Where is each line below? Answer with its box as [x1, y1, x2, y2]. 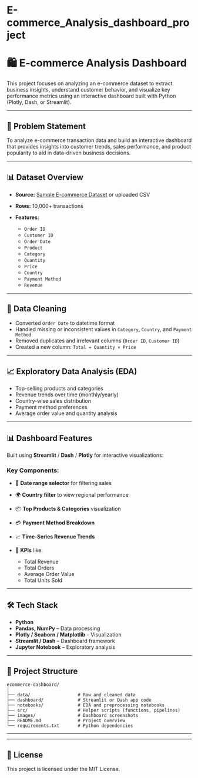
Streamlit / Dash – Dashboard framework [15, 638, 115, 645]
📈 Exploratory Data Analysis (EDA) [6, 366, 137, 376]
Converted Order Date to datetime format [15, 319, 115, 326]
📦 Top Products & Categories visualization [15, 506, 121, 513]
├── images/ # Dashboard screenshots [6, 713, 139, 719]
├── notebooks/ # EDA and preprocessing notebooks [6, 702, 165, 708]
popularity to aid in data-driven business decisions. [6, 149, 131, 156]
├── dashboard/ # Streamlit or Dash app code [6, 697, 152, 703]
